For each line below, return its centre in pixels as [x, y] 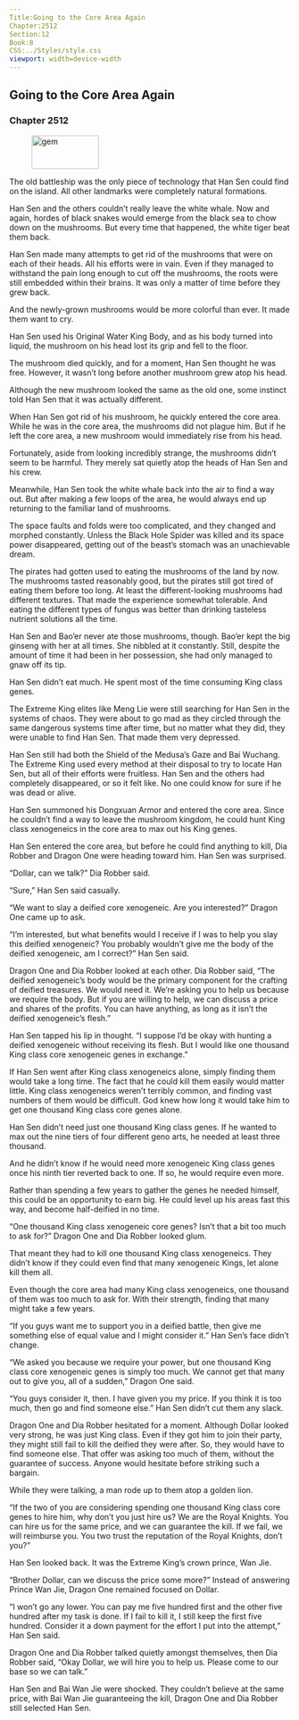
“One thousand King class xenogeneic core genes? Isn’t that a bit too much [148, 1226]
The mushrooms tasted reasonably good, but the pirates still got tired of [141, 581]
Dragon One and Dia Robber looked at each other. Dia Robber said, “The [142, 970]
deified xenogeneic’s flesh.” [60, 1018]
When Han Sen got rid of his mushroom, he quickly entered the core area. [145, 416]
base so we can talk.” [49, 1671]
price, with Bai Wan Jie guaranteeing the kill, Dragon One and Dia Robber [144, 1698]
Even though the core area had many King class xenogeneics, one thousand [149, 1289]
